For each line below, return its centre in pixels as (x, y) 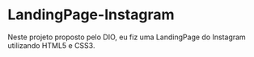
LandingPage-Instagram (91, 15)
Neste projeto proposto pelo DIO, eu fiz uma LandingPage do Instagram (127, 37)
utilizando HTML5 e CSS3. (51, 45)
